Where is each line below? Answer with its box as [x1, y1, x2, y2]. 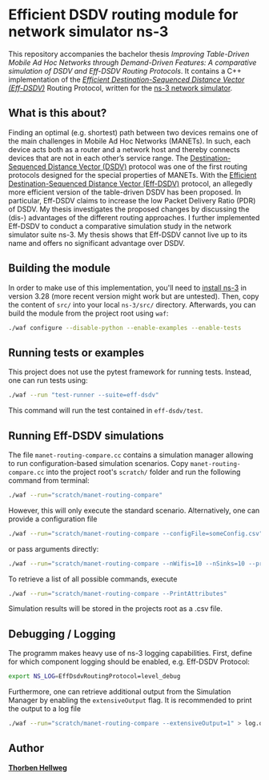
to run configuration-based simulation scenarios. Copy [8, 458, 189, 468]
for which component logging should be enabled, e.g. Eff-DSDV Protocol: [8, 657, 250, 666]
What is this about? [8, 107, 107, 120]
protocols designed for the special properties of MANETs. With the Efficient [8, 170, 257, 179]
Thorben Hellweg [8, 762, 68, 772]
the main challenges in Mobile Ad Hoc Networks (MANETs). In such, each [8, 136, 251, 146]
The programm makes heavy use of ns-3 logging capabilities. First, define [8, 649, 252, 658]
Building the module [8, 262, 110, 275]
